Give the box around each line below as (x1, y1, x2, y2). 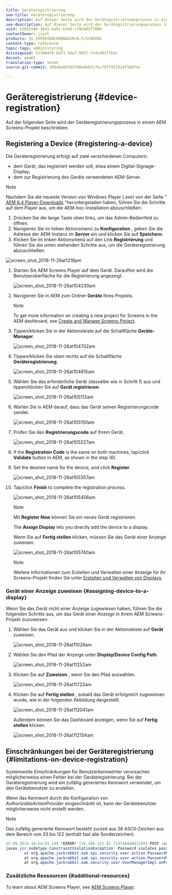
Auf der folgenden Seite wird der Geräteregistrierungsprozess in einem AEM (6, 119, 166, 126)
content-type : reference (6, 41, 59, 46)
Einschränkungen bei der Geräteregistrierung (6, 747, 154, 755)
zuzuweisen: (21, 616, 48, 623)
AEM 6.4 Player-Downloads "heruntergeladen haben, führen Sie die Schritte (6, 199, 165, 205)
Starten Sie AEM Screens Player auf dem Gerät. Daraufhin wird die (13, 267, 154, 273)
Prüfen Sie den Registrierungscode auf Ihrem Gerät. (13, 429, 125, 435)
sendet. (13, 409, 30, 415)
